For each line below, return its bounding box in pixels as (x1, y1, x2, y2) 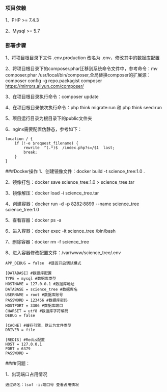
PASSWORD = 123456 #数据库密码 (5, 298, 68, 303)
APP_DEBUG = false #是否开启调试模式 (5, 260, 81, 266)
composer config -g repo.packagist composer (5, 78, 102, 84)
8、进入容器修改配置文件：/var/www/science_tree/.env (5, 249, 121, 256)
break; (23, 150, 38, 155)
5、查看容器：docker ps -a (5, 217, 62, 223)
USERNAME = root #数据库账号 (5, 292, 64, 297)
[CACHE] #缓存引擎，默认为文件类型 (5, 323, 72, 328)
